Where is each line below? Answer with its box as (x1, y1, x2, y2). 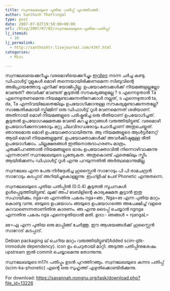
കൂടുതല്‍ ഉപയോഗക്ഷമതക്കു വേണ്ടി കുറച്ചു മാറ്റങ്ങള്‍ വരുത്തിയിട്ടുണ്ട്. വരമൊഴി (5, 118, 161, 124)
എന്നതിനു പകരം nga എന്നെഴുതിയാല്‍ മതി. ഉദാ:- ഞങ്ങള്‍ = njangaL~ (5, 212, 149, 218)
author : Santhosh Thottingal (5, 12, 67, 17)
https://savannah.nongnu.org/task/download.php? (36, 275, 141, 281)
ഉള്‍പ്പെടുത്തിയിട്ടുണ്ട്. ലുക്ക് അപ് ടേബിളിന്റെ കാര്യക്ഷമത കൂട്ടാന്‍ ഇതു (5, 189, 142, 195)
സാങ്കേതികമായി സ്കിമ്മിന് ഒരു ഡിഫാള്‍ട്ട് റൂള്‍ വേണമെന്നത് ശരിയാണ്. (5, 106, 151, 112)
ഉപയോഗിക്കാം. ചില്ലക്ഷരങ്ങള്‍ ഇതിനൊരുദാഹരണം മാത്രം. (5, 141, 127, 147)
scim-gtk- (124, 238, 145, 244)
